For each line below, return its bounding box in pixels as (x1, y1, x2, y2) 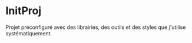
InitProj (5, 4, 42, 18)
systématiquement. (5, 29, 52, 37)
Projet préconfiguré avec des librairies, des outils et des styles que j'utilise (5, 24, 186, 31)
